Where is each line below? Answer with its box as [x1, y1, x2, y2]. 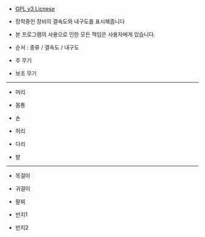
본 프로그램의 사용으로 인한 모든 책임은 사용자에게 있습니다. [15, 31, 156, 38]
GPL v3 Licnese [15, 5, 55, 12]
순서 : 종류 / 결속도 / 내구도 [15, 44, 79, 51]
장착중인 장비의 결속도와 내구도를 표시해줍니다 [15, 18, 125, 25]
